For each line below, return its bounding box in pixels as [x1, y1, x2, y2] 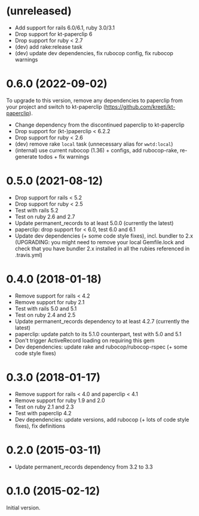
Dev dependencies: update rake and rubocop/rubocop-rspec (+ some [14, 343, 188, 350]
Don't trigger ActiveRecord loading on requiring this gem [14, 337, 155, 344]
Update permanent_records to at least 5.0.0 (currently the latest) [14, 219, 174, 226]
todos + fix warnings [38, 153, 90, 160]
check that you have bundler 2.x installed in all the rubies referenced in [14, 245, 190, 252]
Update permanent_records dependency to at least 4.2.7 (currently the [14, 317, 189, 325]
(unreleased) [6, 4, 72, 18]
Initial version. [6, 504, 41, 511]
